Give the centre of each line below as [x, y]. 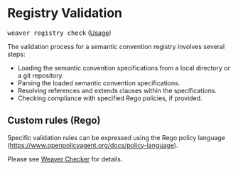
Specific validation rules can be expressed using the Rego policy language [117, 137]
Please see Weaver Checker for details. [65, 159]
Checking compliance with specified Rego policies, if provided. [110, 98]
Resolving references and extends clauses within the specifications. [117, 90]
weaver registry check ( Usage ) [59, 33]
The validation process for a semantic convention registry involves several [116, 46]
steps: [16, 54]
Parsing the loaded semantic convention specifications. [99, 83]
